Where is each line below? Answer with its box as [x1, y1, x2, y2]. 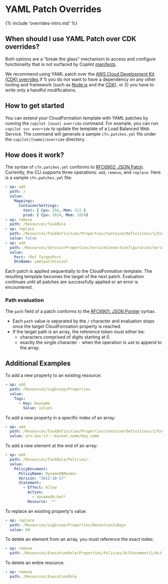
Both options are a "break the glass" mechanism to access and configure [5, 56, 156, 62]
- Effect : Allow [23, 485, 57, 490]
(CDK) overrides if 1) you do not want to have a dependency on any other [5, 76, 156, 82]
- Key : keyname [18, 401, 50, 406]
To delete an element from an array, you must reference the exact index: [5, 536, 154, 542]
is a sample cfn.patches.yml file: [5, 175, 72, 181]
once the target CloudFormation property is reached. [12, 323, 121, 329]
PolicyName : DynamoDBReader [18, 471, 77, 476]
